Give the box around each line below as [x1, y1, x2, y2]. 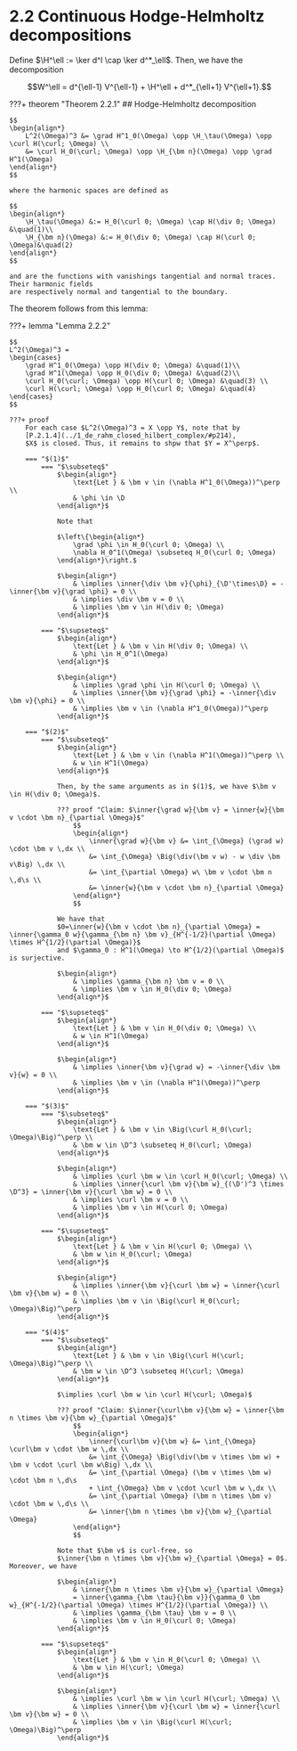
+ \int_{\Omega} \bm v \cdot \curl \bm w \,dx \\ [88, 1484, 277, 1493]
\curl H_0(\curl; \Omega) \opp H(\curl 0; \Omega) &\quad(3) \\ [25, 376, 269, 385]
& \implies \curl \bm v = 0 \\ [72, 1195, 189, 1204]
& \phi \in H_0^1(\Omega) [72, 649, 169, 659]
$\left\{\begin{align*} [56, 532, 145, 541]
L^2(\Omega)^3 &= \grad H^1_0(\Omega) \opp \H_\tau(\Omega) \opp [25, 131, 273, 140]
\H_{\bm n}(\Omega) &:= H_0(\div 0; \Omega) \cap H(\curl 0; [25, 233, 256, 241]
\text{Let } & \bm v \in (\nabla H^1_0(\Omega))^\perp [72, 478, 280, 487]
